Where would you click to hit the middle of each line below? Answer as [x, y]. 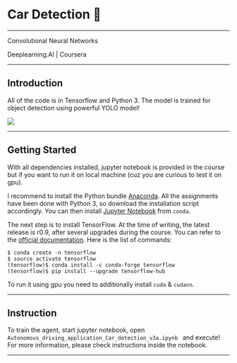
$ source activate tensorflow [52, 259]
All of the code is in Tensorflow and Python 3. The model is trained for [109, 100]
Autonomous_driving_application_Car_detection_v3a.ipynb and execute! [114, 338]
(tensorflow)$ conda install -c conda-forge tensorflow [91, 265]
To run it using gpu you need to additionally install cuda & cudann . [101, 284]
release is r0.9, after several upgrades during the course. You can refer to [114, 232]
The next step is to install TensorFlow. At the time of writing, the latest [109, 224]
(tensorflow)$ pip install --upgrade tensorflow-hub [86, 271]
